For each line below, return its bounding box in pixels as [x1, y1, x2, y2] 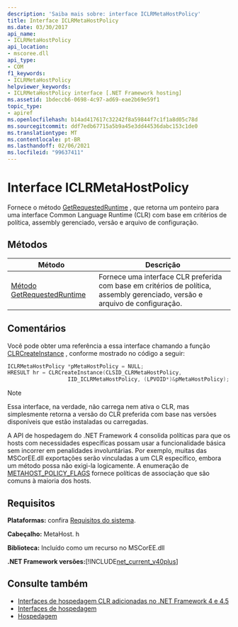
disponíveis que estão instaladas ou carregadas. [7, 418, 149, 426]
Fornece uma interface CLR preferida [98, 271, 222, 281]
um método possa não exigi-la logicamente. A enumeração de [7, 462, 189, 470]
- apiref [7, 109, 33, 116]
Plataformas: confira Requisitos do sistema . [7, 516, 136, 524]
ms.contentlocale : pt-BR [7, 136, 81, 143]
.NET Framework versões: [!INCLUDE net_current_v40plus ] [7, 557, 178, 565]
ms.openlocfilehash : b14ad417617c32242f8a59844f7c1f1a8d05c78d [7, 116, 198, 123]
